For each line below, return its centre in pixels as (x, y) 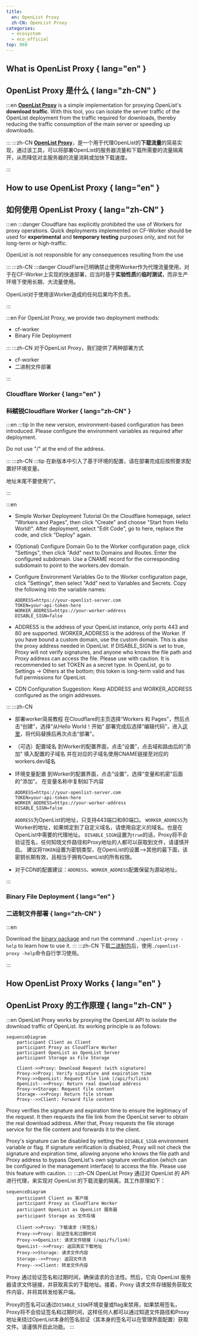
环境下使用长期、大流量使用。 (42, 282)
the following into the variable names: (60, 589)
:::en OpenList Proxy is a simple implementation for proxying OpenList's (94, 105)
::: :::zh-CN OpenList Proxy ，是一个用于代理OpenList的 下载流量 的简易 (92, 143)
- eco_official (30, 39)
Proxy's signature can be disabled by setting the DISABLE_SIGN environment (98, 1141)
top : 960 (17, 45)
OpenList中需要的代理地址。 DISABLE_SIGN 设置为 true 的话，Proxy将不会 (101, 834)
